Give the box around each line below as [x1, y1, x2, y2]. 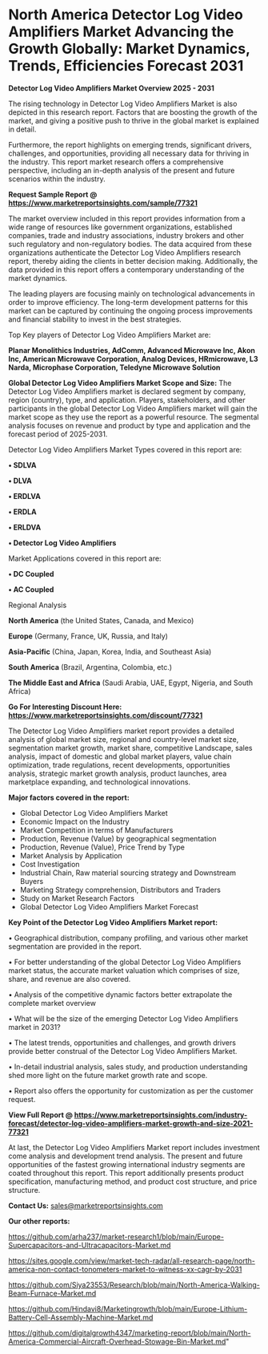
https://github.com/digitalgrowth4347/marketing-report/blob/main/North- [8, 1328, 251, 1337]
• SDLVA [8, 460, 37, 470]
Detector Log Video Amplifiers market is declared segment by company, [8, 387, 246, 396]
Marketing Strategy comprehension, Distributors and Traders [19, 885, 222, 894]
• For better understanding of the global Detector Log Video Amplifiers [8, 957, 242, 967]
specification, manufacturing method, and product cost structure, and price [8, 1177, 258, 1186]
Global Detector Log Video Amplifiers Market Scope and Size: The [8, 378, 232, 387]
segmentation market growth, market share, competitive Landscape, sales [8, 743, 253, 752]
